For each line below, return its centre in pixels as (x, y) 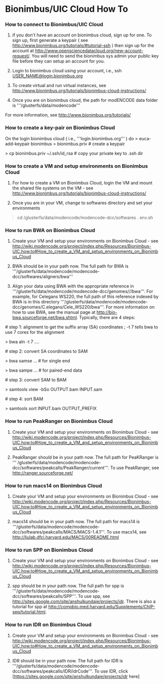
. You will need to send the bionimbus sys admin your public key (94, 56)
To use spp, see (94, 596)
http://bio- (107, 312)
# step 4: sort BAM (24, 399)
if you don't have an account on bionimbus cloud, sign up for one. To (82, 35)
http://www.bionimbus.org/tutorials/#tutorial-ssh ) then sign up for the (83, 46)
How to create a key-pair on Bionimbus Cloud (60, 128)
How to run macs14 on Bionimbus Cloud (54, 485)
